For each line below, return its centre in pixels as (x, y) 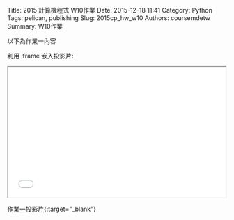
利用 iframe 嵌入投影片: (41, 56)
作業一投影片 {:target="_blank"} (52, 209)
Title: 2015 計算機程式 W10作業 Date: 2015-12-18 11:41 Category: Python (110, 10)
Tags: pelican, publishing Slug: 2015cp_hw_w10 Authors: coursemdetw (109, 18)
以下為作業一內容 (32, 41)
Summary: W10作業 (35, 26)
